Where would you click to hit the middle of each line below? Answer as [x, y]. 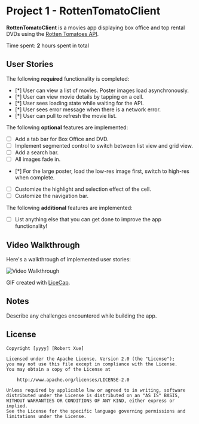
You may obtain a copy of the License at [59, 369]
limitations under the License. [46, 416]
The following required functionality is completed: [68, 78]
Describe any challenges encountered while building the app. [82, 316]
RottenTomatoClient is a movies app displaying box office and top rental [96, 28]
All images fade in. [38, 159]
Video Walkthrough [43, 245]
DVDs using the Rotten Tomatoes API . [53, 33]
